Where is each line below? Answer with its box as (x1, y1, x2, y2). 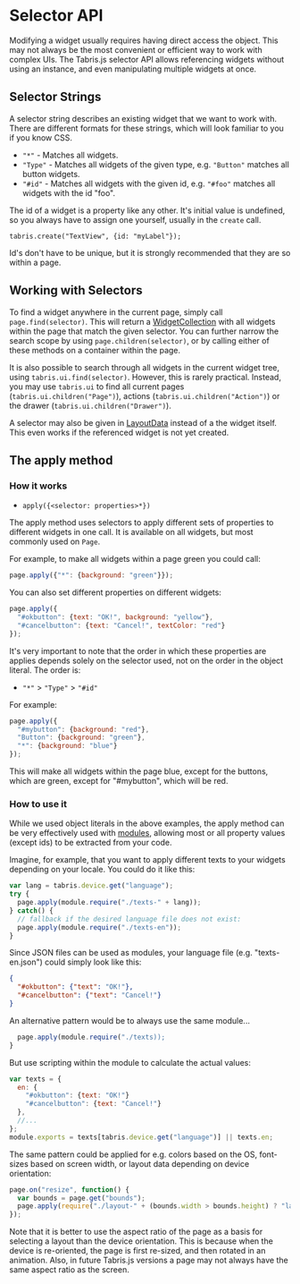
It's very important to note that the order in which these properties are (9, 645, 267, 656)
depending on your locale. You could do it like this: (9, 864, 196, 875)
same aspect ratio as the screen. (9, 1264, 129, 1275)
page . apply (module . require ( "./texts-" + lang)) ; (17, 898, 202, 907)
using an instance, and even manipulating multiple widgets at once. (9, 64, 257, 74)
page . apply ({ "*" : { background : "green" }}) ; (9, 571, 174, 580)
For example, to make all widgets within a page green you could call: (9, 554, 262, 565)
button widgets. (21, 168, 80, 179)
